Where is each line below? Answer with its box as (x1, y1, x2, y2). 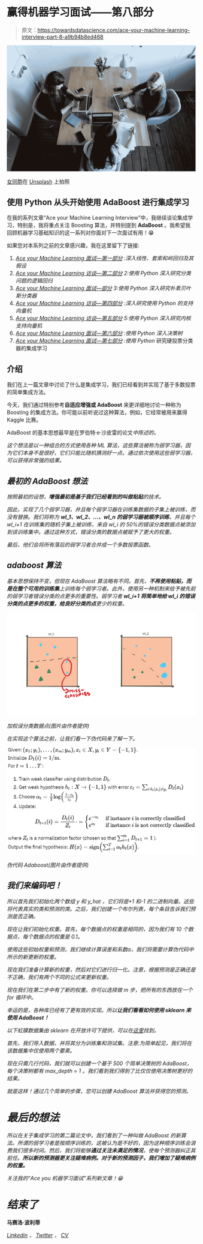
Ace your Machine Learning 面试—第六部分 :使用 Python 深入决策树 (15, 329, 183, 337)
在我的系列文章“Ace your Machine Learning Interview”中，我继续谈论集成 (7, 214, 188, 221)
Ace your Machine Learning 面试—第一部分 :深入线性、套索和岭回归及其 (15, 254, 194, 262)
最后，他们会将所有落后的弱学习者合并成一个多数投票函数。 (7, 541, 154, 548)
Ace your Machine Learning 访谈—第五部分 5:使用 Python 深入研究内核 (15, 314, 191, 322)
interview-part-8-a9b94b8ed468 (21, 33, 104, 40)
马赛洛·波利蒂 (7, 1219, 41, 1226)
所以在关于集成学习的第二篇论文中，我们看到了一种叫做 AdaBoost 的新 (7, 1132, 181, 1139)
